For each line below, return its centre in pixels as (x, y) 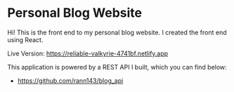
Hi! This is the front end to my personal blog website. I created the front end (117, 32)
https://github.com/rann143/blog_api (70, 80)
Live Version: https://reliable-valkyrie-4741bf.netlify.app (88, 53)
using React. (25, 39)
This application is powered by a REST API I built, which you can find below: (117, 67)
